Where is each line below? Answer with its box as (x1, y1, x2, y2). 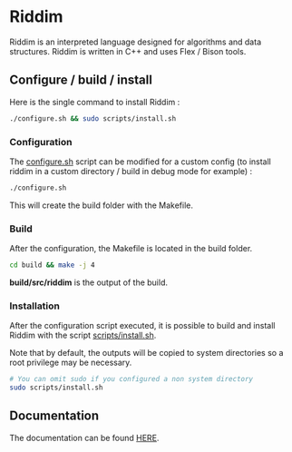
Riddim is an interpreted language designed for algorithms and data (9, 36, 261, 47)
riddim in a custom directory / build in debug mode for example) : (9, 165, 253, 176)
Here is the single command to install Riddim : (9, 96, 180, 107)
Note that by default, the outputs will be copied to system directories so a (9, 348, 284, 359)
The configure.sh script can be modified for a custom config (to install (9, 156, 272, 167)
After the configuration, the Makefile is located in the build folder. (9, 243, 253, 254)
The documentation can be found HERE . (9, 432, 160, 443)
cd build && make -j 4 (9, 260, 95, 270)
